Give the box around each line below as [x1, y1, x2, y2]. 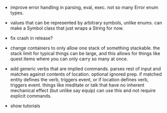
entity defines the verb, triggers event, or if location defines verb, [10, 77, 149, 82]
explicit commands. [10, 93, 52, 99]
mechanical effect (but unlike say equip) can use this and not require [10, 87, 156, 94]
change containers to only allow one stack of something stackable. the [10, 45, 160, 51]
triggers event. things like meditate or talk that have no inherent [10, 82, 145, 88]
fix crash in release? [10, 35, 53, 41]
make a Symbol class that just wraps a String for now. [10, 25, 124, 31]
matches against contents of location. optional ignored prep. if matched [10, 71, 162, 77]
